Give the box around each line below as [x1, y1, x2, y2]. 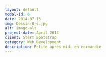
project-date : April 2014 [5, 30, 59, 35]
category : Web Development [5, 40, 61, 45]
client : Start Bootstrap [5, 35, 57, 40]
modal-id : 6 [5, 12, 30, 17]
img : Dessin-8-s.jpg [5, 21, 48, 26]
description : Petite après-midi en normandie [5, 44, 101, 49]
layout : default [5, 7, 39, 12]
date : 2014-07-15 [5, 16, 41, 21]
